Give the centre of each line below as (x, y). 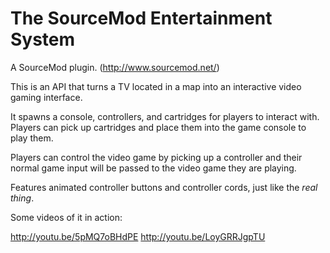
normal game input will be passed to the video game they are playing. (153, 168)
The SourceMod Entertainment (141, 18)
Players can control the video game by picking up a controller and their (156, 157)
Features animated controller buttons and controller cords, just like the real (164, 187)
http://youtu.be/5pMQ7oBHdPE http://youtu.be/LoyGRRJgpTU (138, 236)
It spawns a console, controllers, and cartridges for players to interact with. (165, 116)
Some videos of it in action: (66, 217)
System (43, 39)
